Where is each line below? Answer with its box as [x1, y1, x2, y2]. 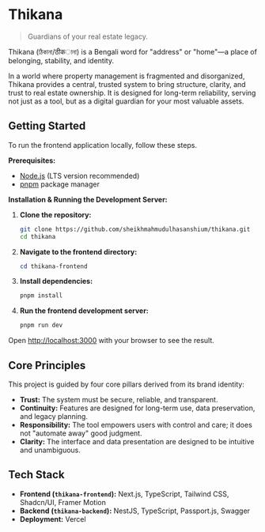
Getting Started [8, 119, 86, 133]
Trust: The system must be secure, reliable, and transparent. [19, 394, 218, 404]
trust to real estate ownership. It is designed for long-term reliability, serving [8, 88, 256, 97]
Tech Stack [8, 468, 65, 481]
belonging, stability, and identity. [8, 55, 115, 65]
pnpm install [19, 292, 63, 300]
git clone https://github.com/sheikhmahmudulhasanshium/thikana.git [19, 225, 251, 233]
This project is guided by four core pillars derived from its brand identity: [8, 379, 245, 389]
